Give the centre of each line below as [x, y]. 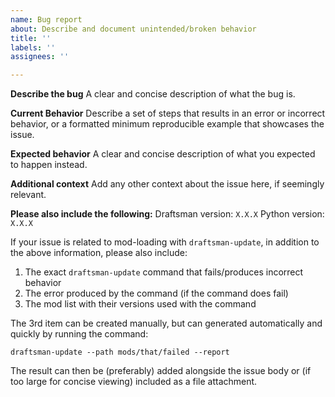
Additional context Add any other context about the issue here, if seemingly [167, 184]
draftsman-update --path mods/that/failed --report [120, 352]
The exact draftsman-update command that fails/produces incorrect [164, 272]
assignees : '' [40, 57]
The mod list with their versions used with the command [140, 304]
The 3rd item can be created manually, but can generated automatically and [166, 323]
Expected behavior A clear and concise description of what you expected [163, 154]
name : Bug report [46, 19]
